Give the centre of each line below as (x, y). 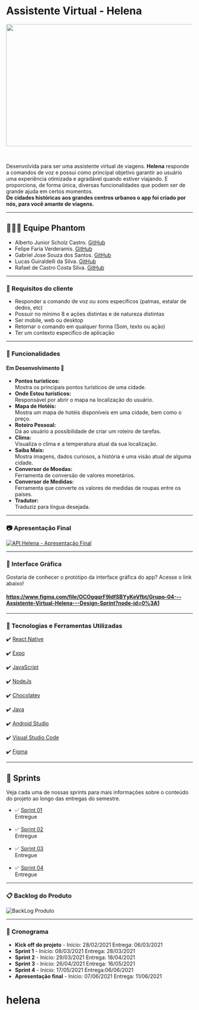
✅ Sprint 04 (29, 868)
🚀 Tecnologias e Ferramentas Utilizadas (64, 626)
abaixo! (15, 583)
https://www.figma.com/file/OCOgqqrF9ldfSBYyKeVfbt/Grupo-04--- (94, 597)
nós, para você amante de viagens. (50, 204)
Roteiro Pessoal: (35, 425)
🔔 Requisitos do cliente (40, 288)
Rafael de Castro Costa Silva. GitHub (60, 267)
